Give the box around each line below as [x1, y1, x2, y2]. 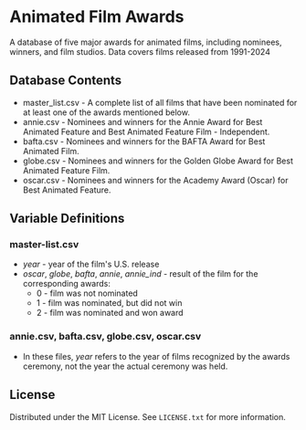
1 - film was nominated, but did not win [36, 298, 183, 309]
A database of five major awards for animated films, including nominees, [9, 37, 282, 47]
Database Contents [9, 73, 122, 89]
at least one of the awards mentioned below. [22, 107, 190, 118]
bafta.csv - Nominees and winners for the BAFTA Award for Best [22, 135, 266, 147]
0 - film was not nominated [36, 288, 139, 299]
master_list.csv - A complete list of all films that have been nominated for [22, 97, 298, 108]
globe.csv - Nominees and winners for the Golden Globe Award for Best [22, 155, 294, 166]
